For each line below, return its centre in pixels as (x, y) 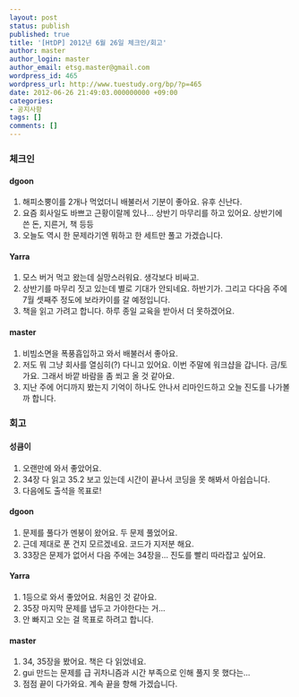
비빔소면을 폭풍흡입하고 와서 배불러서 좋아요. (100, 353)
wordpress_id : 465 (43, 76)
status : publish (39, 26)
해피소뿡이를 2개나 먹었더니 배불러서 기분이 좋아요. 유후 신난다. (132, 202)
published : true (39, 34)
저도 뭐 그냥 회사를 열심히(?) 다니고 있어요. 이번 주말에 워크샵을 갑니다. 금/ (151, 365)
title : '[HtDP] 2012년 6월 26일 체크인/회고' (88, 43)
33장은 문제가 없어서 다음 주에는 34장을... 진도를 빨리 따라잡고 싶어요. (144, 555)
